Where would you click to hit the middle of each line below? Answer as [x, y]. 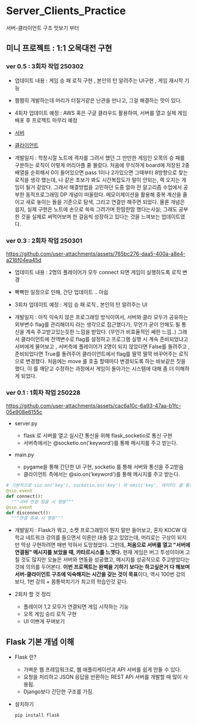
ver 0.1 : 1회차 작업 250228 [43, 393]
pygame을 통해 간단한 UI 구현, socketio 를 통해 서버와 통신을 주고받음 [103, 467]
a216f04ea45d [24, 260]
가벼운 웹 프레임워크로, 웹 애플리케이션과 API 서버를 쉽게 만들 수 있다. [102, 670]
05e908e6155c [24, 412]
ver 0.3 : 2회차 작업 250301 [44, 241]
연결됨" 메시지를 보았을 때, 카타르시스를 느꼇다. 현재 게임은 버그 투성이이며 [99, 552]
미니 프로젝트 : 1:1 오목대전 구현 [59, 48]
